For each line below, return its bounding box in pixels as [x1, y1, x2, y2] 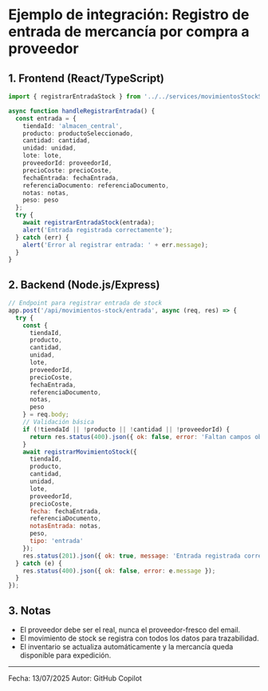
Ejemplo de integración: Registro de [8, 6, 250, 24]
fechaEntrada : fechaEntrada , [22, 174, 120, 182]
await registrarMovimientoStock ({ [22, 448, 137, 456]
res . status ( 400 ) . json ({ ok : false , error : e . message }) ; [22, 566, 216, 575]
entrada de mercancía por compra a [8, 22, 250, 41]
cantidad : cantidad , [22, 137, 91, 145]
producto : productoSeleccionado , [22, 130, 134, 138]
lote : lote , [22, 152, 62, 160]
